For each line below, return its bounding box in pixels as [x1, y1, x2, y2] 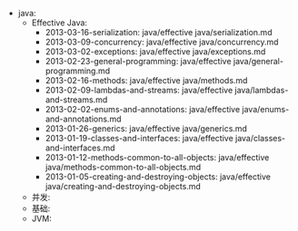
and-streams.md [45, 94, 108, 105]
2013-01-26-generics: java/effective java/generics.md [45, 123, 248, 134]
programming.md [45, 65, 111, 76]
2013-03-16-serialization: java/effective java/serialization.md [45, 27, 273, 37]
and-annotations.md [45, 113, 122, 124]
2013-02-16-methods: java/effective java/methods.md [45, 75, 248, 85]
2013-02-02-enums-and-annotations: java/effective [45, 104, 241, 114]
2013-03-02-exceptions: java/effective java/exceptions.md [45, 46, 266, 57]
